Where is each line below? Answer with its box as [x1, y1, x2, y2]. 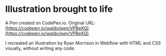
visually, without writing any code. [5, 45, 75, 51]
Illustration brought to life [5, 3, 113, 15]
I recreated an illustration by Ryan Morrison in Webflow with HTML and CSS [5, 40, 161, 46]
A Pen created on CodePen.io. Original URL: [5, 20, 96, 26]
